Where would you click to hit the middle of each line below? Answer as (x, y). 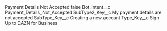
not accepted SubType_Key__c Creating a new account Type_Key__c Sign (82, 18)
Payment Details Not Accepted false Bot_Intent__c (58, 7)
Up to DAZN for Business (31, 23)
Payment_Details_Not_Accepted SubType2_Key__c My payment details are (83, 12)
